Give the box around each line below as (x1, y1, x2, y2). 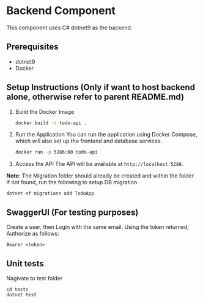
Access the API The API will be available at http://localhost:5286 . (15, 160, 183, 168)
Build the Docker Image (15, 108, 75, 115)
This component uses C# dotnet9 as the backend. (6, 24, 133, 31)
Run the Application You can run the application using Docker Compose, (15, 131, 197, 138)
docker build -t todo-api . (15, 120, 87, 126)
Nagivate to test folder (6, 274, 63, 282)
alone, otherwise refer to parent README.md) (6, 92, 185, 102)
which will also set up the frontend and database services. (15, 137, 163, 144)
